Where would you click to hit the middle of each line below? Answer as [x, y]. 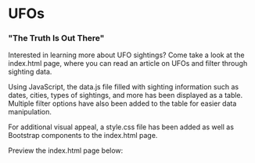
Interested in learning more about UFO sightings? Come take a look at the [126, 55]
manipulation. [30, 112]
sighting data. [30, 72]
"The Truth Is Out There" [56, 38]
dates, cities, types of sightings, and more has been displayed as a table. [126, 96]
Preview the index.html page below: [66, 150]
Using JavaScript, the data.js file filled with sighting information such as [124, 87]
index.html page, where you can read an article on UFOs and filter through [128, 63]
